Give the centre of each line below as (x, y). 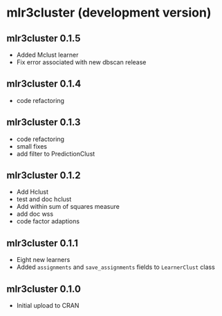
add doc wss (35, 214)
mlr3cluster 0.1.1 (43, 243)
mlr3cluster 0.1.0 (44, 289)
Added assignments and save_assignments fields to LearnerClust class (115, 267)
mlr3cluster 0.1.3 (44, 122)
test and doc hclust (44, 199)
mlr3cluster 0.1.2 (44, 175)
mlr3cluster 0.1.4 (44, 84)
